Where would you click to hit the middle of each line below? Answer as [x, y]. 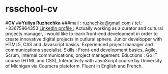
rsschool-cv [32, 9]
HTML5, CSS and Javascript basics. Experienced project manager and [79, 44]
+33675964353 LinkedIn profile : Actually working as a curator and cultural [84, 28]
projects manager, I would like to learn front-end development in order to [81, 33]
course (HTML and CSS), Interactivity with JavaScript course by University [84, 60]
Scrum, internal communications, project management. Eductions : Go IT [81, 55]
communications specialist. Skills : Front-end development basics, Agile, [81, 50]
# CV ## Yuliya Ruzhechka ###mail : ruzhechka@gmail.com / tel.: [74, 23]
